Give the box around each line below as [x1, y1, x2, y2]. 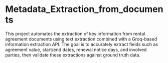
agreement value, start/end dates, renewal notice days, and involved [5, 46, 147, 52]
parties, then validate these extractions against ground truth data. [5, 51, 141, 58]
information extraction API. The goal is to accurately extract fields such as [5, 41, 158, 47]
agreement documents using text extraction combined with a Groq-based [5, 36, 157, 42]
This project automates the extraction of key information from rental [5, 30, 145, 36]
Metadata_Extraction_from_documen [5, 3, 163, 15]
